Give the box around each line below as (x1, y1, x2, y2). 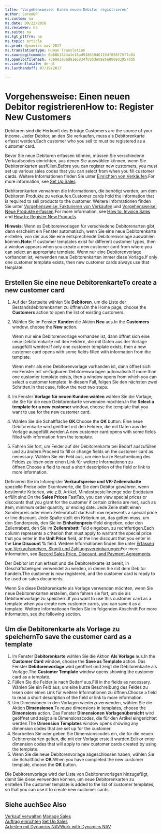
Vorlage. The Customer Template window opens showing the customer (12, 669, 154, 675)
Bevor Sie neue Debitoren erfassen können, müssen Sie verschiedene (5, 153, 144, 158)
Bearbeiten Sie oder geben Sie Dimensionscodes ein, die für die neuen (12, 730, 153, 736)
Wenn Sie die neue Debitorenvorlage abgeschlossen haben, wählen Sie (12, 751, 155, 757)
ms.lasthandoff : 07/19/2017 (5, 66, 62, 71)
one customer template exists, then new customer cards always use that (5, 259, 149, 265)
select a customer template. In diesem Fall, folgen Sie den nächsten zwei (12, 379, 158, 384)
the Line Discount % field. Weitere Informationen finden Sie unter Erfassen (5, 540, 155, 546)
